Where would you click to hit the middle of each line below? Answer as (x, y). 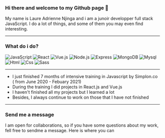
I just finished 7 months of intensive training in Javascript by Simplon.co (85, 76)
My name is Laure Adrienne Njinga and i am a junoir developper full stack (79, 19)
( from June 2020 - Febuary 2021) (47, 82)
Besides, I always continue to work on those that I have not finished (80, 97)
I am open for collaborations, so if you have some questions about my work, (82, 125)
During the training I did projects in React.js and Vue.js (67, 87)
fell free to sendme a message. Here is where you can (60, 130)
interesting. (16, 29)
